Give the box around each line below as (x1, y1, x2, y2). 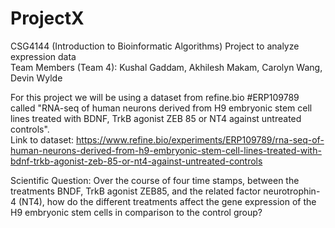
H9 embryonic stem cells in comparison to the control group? (10, 206, 263, 218)
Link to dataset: (10, 133, 75, 146)
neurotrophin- (263, 185, 321, 197)
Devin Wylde (10, 72, 63, 84)
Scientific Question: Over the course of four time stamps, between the (10, 174, 300, 186)
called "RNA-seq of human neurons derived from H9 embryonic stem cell (10, 102, 313, 114)
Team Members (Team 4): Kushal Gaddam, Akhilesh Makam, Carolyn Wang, (10, 61, 323, 73)
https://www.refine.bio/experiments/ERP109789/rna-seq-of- (76, 133, 325, 146)
